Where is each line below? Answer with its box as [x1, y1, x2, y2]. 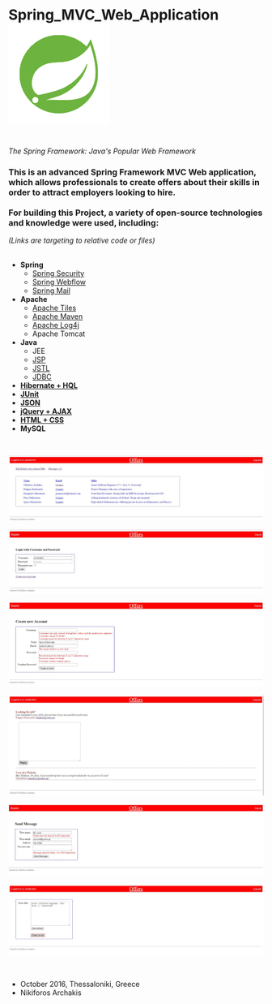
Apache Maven [32, 312, 83, 321]
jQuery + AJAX [19, 407, 73, 416]
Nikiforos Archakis [19, 988, 83, 998]
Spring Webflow [32, 278, 87, 287]
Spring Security [32, 269, 85, 278]
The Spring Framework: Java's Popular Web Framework [8, 146, 197, 156]
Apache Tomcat [32, 329, 86, 338]
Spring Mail [32, 286, 71, 295]
